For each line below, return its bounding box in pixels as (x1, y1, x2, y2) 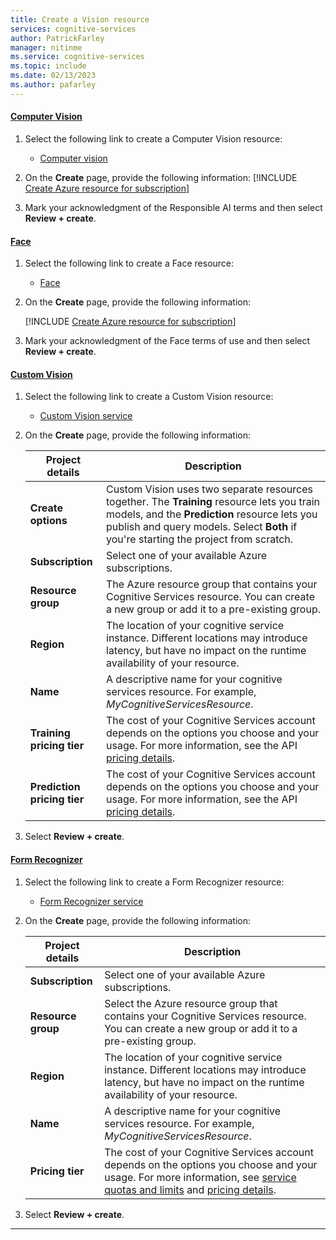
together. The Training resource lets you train (106, 495, 320, 509)
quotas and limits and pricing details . (104, 1182, 277, 1196)
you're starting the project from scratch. (106, 532, 294, 546)
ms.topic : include (10, 61, 87, 71)
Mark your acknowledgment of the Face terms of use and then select (24, 335, 311, 347)
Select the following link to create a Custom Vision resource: (24, 391, 274, 403)
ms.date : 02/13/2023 (10, 71, 97, 81)
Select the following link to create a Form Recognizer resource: (24, 876, 285, 888)
